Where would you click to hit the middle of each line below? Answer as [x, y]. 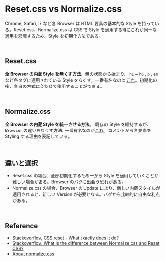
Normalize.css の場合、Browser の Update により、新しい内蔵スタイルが [86, 188]
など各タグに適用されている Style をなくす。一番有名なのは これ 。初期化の [81, 80]
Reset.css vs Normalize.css [63, 9]
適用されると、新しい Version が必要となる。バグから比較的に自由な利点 [86, 194]
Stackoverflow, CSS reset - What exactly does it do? [65, 238]
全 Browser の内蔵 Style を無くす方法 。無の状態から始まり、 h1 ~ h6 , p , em [82, 74]
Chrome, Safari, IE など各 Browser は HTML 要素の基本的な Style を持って [80, 23]
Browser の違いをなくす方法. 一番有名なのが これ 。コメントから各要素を [78, 130]
